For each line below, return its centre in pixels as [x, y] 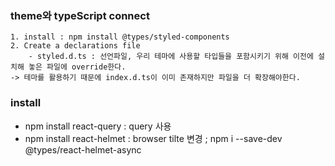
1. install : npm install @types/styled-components [120, 37]
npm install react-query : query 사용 [98, 126]
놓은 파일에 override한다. [77, 67]
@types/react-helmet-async [83, 149]
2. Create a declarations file [75, 46]
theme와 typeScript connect [80, 15]
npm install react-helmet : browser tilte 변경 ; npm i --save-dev [153, 138]
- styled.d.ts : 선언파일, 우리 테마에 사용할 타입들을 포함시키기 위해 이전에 [171, 57]
